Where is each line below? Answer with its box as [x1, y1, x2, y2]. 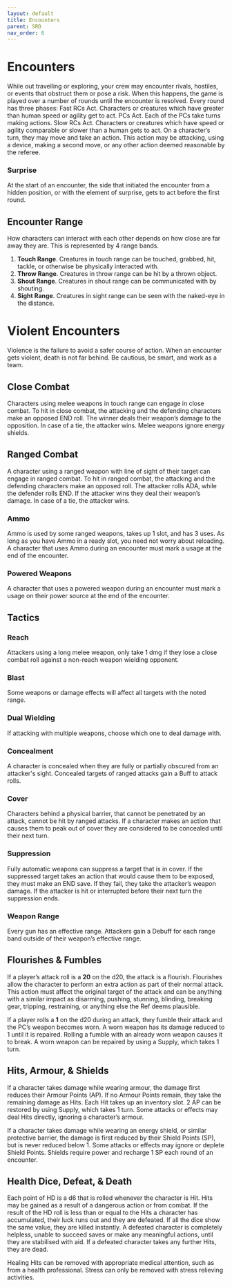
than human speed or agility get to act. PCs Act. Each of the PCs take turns [7, 111, 221, 120]
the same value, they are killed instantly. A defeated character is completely [7, 1223, 223, 1232]
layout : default [7, 10, 54, 17]
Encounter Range [7, 216, 84, 228]
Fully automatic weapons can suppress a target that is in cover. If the [7, 864, 203, 873]
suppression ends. [7, 894, 60, 902]
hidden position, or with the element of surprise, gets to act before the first [7, 188, 220, 197]
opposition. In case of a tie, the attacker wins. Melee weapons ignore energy [7, 421, 225, 429]
